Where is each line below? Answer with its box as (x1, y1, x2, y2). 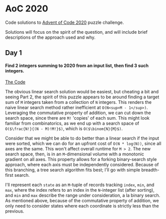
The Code (5, 79, 26, 85)
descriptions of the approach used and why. (5, 34, 96, 40)
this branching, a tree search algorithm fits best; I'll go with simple (5, 167, 141, 173)
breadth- (141, 167, 160, 173)
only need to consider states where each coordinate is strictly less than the (5, 203, 159, 209)
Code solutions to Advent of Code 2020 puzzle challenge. (5, 19, 124, 25)
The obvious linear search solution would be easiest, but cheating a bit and (5, 88, 159, 94)
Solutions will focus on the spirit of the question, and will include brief (5, 29, 148, 35)
